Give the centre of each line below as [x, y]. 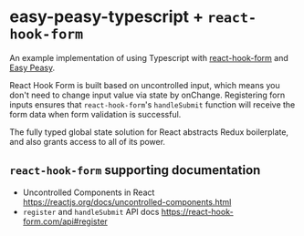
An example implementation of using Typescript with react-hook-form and [149, 57]
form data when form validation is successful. [95, 114]
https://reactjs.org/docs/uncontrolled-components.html [127, 201]
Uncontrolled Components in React [89, 192]
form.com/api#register [65, 221]
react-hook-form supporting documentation [135, 170]
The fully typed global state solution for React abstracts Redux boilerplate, [149, 132]
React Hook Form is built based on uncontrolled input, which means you [145, 85]
